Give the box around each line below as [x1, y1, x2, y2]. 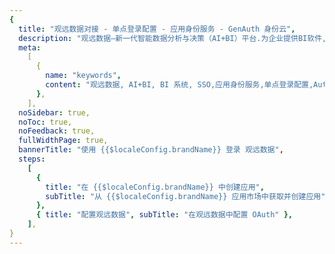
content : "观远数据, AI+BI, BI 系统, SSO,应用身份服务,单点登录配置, [45, 80, 314, 90]
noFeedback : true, [18, 126, 96, 136]
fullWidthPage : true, [18, 136, 109, 146]
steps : [18, 154, 46, 164]
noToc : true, [18, 117, 73, 127]
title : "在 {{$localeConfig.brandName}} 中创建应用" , [45, 182, 265, 192]
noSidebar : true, [18, 107, 91, 118]
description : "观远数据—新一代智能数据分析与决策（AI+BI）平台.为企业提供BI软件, [18, 33, 327, 43]
